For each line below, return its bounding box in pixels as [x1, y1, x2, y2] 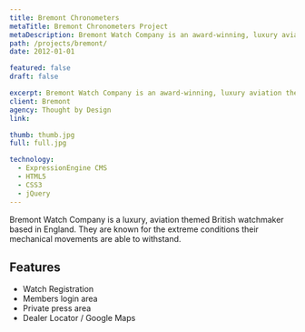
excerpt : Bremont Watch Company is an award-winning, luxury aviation [9, 88, 282, 97]
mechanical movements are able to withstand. [9, 233, 182, 244]
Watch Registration [22, 284, 94, 295]
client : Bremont [9, 96, 71, 106]
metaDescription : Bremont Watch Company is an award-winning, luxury [9, 30, 279, 39]
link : [9, 114, 30, 123]
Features [9, 259, 61, 275]
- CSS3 [17, 180, 43, 189]
